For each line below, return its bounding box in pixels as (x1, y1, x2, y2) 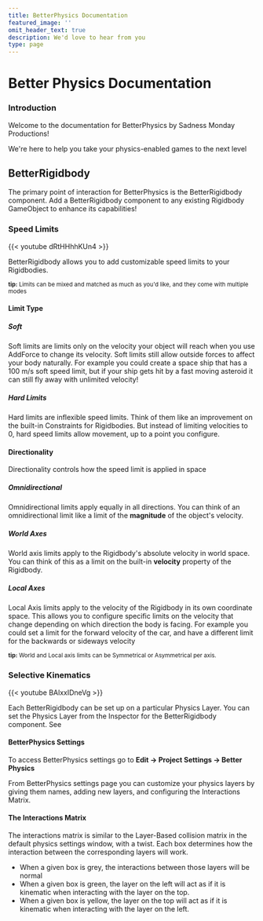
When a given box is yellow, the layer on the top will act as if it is (19, 896, 228, 905)
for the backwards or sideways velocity (8, 637, 136, 646)
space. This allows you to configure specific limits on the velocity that (8, 612, 234, 621)
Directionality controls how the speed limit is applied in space (8, 465, 206, 474)
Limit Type (8, 304, 43, 313)
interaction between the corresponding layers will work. (8, 847, 188, 857)
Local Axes (8, 583, 46, 593)
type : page (8, 41, 44, 49)
